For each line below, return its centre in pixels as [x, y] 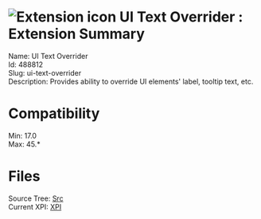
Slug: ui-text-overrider [45, 72]
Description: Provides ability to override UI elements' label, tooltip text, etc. [131, 81]
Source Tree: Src [36, 198]
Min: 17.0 [23, 135]
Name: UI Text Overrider [48, 56]
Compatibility [54, 113]
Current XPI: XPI [35, 206]
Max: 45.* [25, 144]
